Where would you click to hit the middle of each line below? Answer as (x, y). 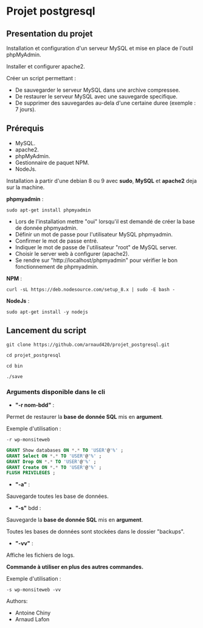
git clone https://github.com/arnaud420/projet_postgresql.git (88, 345)
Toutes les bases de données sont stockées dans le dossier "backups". (95, 532)
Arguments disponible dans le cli (56, 392)
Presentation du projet (50, 34)
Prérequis (25, 129)
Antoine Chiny (33, 613)
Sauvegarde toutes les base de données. (57, 496)
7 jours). (26, 109)
